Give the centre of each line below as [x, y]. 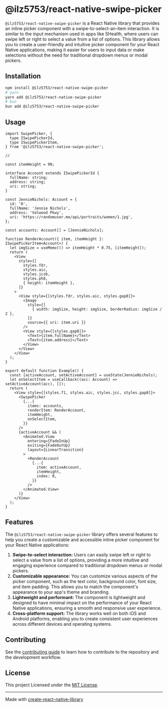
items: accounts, [45, 406]
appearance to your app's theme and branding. [61, 592]
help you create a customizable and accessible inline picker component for [82, 539]
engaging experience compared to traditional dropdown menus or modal [87, 565]
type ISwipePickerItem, [34, 142]
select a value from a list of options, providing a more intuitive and [80, 560]
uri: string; [23, 186]
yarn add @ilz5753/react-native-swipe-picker [53, 97]
